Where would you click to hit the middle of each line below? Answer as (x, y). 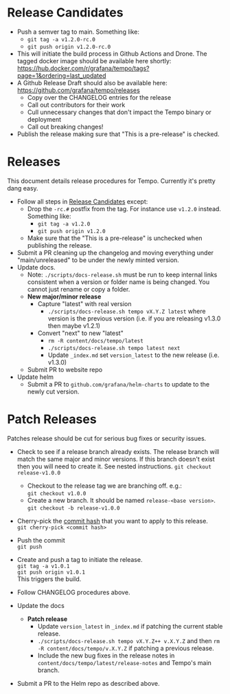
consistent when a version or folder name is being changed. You (118, 282)
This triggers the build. (49, 578)
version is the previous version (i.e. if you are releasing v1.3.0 (134, 318)
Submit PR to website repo (65, 369)
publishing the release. (59, 245)
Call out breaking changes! (65, 127)
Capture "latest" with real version (84, 303)
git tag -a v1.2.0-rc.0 (61, 39)
